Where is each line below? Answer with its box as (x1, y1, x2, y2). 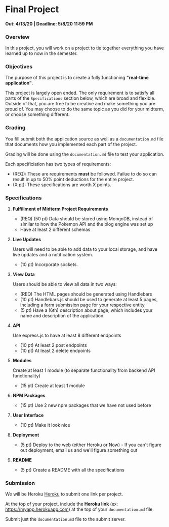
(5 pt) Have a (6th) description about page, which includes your (20, 307, 153, 313)
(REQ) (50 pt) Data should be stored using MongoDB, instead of (20, 215, 153, 222)
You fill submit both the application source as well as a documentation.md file (5, 136, 163, 142)
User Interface (12, 412, 44, 418)
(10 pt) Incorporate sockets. (20, 261, 78, 268)
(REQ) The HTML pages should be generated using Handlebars (20, 291, 152, 297)
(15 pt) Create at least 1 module (20, 383, 85, 389)
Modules (12, 357, 32, 363)
